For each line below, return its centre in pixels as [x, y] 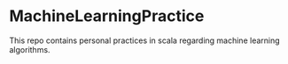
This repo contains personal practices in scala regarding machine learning [145, 40]
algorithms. [30, 49]
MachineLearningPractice [107, 16]
